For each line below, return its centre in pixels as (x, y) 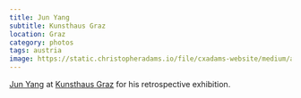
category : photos (42, 42)
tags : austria (36, 51)
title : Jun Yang (39, 17)
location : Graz (38, 34)
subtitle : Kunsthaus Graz (57, 26)
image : (21, 59)
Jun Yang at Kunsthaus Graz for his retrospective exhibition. (120, 84)
